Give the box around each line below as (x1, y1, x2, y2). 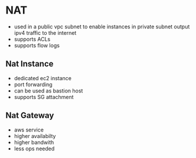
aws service (14, 126, 44, 133)
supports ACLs (14, 35, 51, 42)
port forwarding (14, 81, 53, 88)
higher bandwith (14, 139, 54, 146)
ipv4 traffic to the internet (14, 29, 77, 36)
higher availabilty (14, 132, 56, 139)
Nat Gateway (5, 110, 54, 121)
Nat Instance (5, 59, 54, 69)
